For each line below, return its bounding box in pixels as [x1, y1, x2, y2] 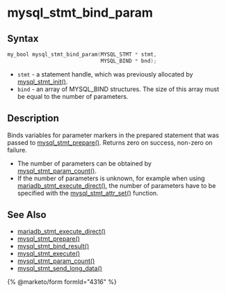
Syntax [7, 33, 39, 45]
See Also [7, 209, 47, 221]
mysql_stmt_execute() [17, 249, 81, 258]
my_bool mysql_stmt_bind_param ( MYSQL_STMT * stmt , [7, 51, 157, 58]
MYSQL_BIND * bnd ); [100, 57, 157, 64]
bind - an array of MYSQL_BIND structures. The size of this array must [17, 85, 219, 93]
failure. [7, 145, 28, 154]
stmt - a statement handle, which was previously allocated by [17, 70, 193, 78]
